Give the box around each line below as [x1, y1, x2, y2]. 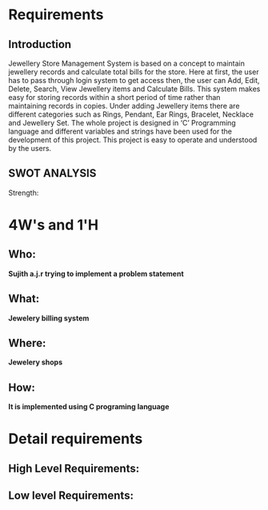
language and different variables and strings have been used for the [8, 126, 232, 136]
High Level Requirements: [8, 461, 140, 475]
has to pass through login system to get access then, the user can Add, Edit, [8, 76, 260, 85]
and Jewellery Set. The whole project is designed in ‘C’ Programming [8, 118, 236, 127]
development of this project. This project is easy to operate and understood [8, 135, 258, 145]
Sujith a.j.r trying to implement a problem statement [8, 269, 184, 278]
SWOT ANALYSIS [8, 166, 97, 181]
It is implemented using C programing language [8, 402, 170, 412]
